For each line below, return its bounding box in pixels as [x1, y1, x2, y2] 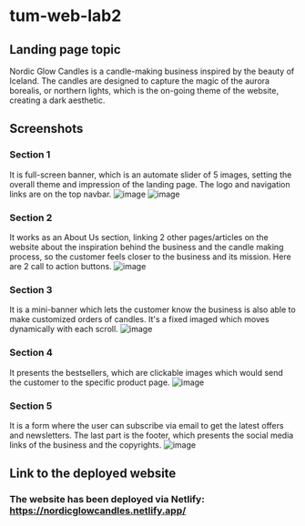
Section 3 [9, 283, 53, 296]
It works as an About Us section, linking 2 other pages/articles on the [9, 231, 269, 242]
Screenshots [9, 121, 84, 137]
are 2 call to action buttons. [9, 260, 112, 271]
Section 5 [9, 400, 53, 412]
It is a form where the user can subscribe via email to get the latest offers [9, 420, 284, 430]
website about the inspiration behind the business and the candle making [9, 241, 284, 252]
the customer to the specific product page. [9, 377, 170, 388]
